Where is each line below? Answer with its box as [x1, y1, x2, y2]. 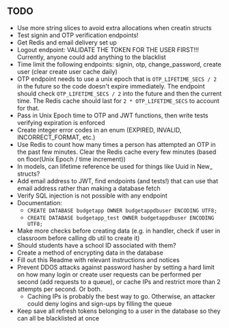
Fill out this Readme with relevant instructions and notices [16, 255, 180, 263]
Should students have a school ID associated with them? [16, 241, 176, 249]
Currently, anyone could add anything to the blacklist [16, 53, 166, 61]
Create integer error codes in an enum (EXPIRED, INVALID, [16, 126, 182, 134]
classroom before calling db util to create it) [16, 233, 140, 242]
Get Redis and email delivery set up [16, 38, 118, 47]
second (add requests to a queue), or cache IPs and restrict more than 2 [16, 277, 221, 285]
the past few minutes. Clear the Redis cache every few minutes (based [16, 148, 217, 156]
